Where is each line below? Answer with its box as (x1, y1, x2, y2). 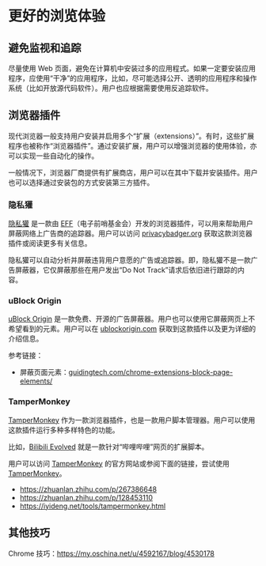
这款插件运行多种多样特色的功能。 (8, 424, 120, 435)
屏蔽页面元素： (19, 368, 69, 377)
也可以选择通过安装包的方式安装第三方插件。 (8, 177, 154, 187)
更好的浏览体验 (8, 7, 106, 25)
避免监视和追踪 (8, 41, 82, 55)
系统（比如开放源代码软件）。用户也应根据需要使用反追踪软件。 (8, 84, 213, 92)
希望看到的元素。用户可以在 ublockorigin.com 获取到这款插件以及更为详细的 (8, 324, 256, 334)
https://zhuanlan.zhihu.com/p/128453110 (19, 492, 153, 502)
